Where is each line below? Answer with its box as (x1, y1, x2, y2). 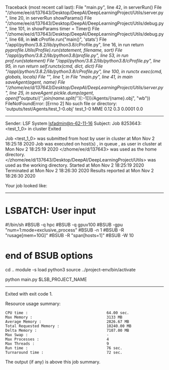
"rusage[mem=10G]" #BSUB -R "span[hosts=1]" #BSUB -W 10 (5, 232, 134, 238)
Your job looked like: (5, 183, 48, 188)
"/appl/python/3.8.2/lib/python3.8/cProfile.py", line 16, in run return (5, 42, 144, 47)
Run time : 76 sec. (5, 345, 123, 350)
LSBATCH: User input (5, 205, 96, 216)
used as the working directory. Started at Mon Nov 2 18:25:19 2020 (5, 162, 144, 168)
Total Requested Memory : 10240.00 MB (5, 323, 132, 329)
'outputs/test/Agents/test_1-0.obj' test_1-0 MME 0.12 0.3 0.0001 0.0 (5, 106, 143, 112)
